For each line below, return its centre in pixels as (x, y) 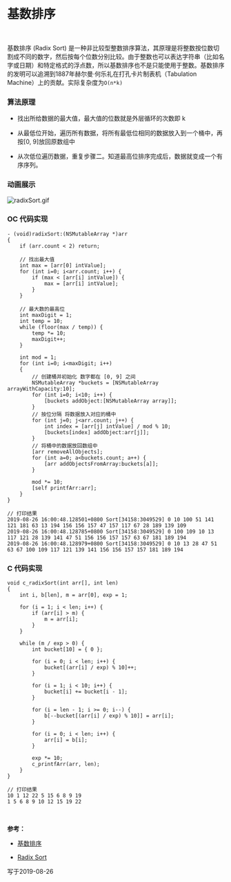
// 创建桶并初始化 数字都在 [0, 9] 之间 (84, 377)
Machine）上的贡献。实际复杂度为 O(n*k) (65, 82)
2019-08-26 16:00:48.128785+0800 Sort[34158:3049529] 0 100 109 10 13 (111, 531)
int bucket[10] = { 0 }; (68, 649)
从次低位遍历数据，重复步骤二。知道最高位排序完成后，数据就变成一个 (117, 157)
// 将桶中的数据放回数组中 (65, 446)
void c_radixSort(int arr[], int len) (63, 583)
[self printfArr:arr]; (64, 488)
